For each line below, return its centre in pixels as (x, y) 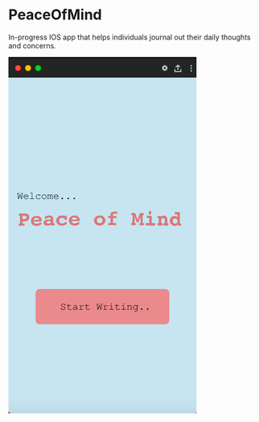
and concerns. (32, 45)
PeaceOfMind (55, 15)
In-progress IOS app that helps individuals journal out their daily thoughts (129, 37)
